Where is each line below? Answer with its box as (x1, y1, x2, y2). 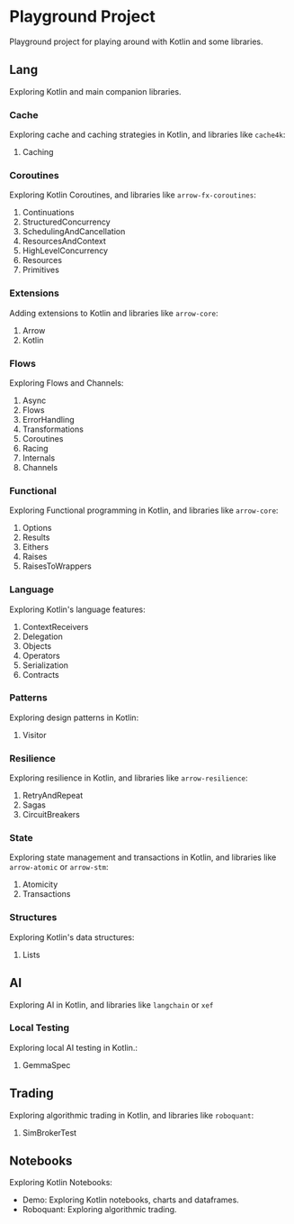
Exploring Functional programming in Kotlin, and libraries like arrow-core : (9, 505, 279, 516)
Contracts (22, 669, 60, 680)
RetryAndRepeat (22, 790, 84, 801)
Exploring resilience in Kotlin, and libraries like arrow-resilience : (9, 772, 249, 783)
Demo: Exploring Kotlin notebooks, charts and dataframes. (22, 1194, 240, 1205)
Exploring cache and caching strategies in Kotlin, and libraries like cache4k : (9, 129, 286, 141)
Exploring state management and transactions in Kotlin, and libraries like (9, 852, 277, 863)
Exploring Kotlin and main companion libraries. (9, 86, 182, 96)
